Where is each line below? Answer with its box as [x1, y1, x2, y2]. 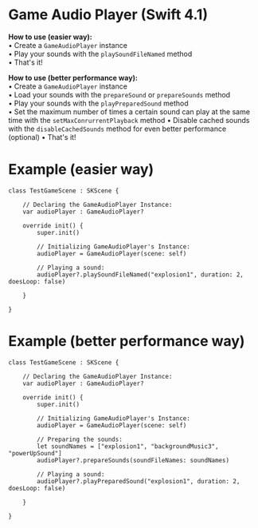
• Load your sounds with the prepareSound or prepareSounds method [8, 89, 231, 99]
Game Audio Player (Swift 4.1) [8, 6, 209, 24]
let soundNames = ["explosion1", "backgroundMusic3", [37, 442, 219, 451]
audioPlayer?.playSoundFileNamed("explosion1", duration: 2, [37, 270, 244, 279]
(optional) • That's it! [8, 132, 76, 141]
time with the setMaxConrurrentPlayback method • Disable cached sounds [8, 115, 250, 125]
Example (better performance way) [8, 332, 245, 351]
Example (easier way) [8, 161, 154, 179]
